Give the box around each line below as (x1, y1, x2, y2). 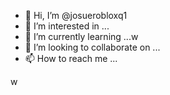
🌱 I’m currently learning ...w (24, 31, 139, 42)
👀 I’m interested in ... (24, 20, 110, 32)
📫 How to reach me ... (24, 53, 118, 64)
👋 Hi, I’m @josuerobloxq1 (24, 10, 128, 21)
